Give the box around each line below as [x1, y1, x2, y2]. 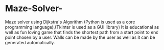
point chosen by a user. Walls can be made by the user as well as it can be [5, 34, 155, 40]
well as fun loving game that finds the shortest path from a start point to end [5, 29, 159, 35]
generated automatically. [5, 39, 55, 45]
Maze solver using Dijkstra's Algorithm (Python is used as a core [5, 19, 136, 25]
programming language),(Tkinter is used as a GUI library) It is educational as [5, 24, 159, 30]
